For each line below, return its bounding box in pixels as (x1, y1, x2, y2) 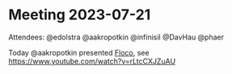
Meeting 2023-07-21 (8, 6, 151, 24)
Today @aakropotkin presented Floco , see (8, 47, 150, 57)
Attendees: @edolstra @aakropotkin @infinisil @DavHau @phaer (8, 32, 225, 42)
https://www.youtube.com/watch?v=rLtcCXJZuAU (8, 56, 176, 66)
